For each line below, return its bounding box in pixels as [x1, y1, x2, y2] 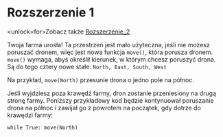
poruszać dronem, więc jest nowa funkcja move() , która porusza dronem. [7, 48, 213, 56]
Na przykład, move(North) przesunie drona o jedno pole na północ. [7, 75, 194, 84]
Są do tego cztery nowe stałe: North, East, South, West [7, 62, 167, 71]
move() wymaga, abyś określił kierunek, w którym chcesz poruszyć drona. [7, 55, 216, 63]
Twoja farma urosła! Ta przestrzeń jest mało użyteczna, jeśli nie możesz [7, 40, 211, 49]
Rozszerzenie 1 [7, 5, 95, 21]
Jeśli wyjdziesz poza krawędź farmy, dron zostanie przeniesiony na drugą [7, 89, 217, 97]
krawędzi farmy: [7, 111, 54, 119]
